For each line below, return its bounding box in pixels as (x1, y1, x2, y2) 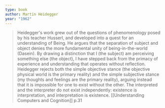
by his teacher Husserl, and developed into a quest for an (17, 35, 134, 41)
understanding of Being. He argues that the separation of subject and (17, 40, 159, 46)
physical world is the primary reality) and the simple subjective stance (17, 72, 160, 78)
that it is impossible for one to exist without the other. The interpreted (17, 82, 158, 88)
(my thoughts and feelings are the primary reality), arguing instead (17, 77, 152, 82)
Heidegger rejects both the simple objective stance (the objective (17, 66, 150, 72)
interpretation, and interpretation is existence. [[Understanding (17, 92, 144, 98)
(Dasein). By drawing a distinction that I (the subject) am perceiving (17, 51, 154, 56)
